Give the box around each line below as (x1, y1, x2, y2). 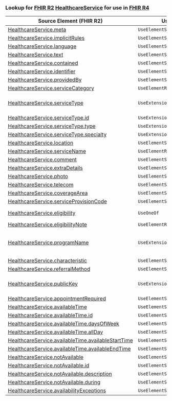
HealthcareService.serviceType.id (8, 114, 90, 121)
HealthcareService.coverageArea (8, 189, 88, 197)
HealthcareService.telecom (8, 181, 74, 188)
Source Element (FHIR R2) (38, 18, 103, 25)
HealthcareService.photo (8, 173, 68, 180)
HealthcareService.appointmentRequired (8, 295, 106, 302)
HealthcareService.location (8, 140, 73, 147)
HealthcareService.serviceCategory (8, 84, 95, 92)
